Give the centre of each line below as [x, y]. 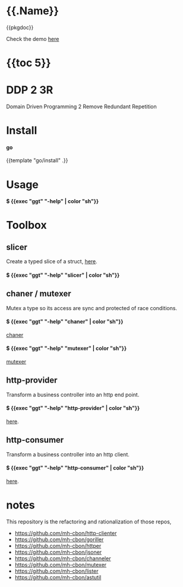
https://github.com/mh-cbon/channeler [63, 558]
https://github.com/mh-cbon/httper [58, 546]
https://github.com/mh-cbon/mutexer [61, 565]
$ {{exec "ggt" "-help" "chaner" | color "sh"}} [65, 321]
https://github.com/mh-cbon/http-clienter [66, 534]
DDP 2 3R [30, 90]
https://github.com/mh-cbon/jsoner [58, 552]
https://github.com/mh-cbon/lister [57, 571]
